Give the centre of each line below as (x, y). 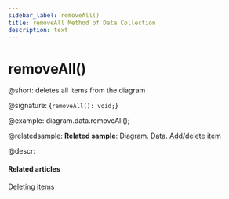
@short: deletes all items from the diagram (77, 90)
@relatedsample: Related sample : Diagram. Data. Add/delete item (114, 136)
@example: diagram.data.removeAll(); (69, 121)
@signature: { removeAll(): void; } (63, 106)
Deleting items (31, 186)
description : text (38, 30)
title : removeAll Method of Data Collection (82, 23)
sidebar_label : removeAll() (54, 15)
